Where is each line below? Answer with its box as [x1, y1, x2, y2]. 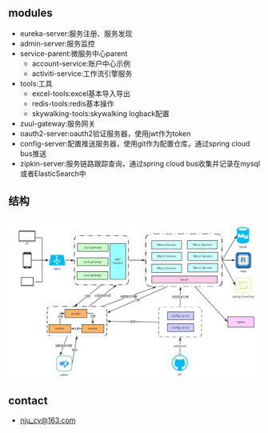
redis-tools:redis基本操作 [31, 98, 114, 108]
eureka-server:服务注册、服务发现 [19, 28, 133, 38]
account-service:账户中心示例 [31, 58, 130, 68]
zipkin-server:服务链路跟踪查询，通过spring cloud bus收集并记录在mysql [19, 158, 261, 168]
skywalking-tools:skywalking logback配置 [31, 108, 170, 118]
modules [8, 6, 54, 20]
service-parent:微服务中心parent [19, 48, 128, 58]
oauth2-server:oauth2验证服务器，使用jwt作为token [19, 128, 191, 138]
